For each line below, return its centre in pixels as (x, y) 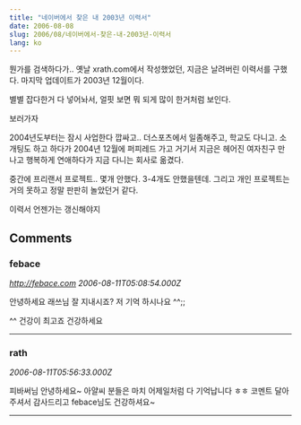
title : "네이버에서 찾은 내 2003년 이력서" (81, 17)
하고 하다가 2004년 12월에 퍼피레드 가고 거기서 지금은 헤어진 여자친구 (154, 149)
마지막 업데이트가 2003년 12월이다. (83, 81)
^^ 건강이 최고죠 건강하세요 (56, 320)
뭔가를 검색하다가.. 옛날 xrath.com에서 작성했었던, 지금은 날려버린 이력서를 (140, 69)
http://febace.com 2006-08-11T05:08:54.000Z (95, 282)
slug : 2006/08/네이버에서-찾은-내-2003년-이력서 (90, 34)
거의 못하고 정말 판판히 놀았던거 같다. (74, 190)
